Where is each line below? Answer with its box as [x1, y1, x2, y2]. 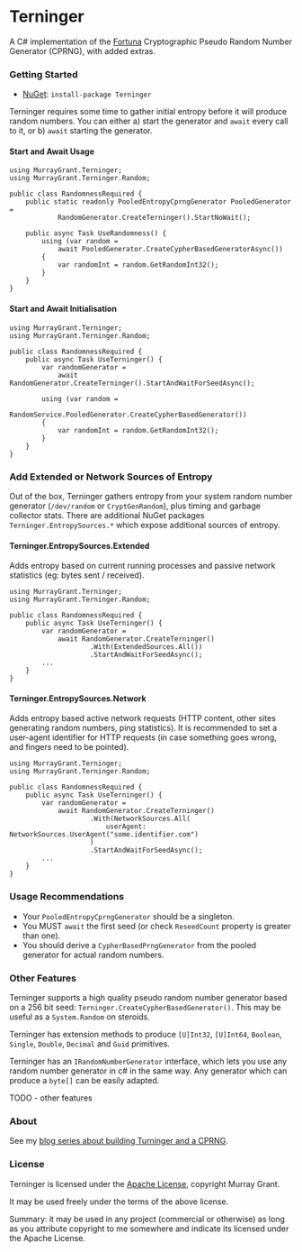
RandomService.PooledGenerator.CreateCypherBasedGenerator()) [9, 410, 247, 419]
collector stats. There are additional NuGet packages [9, 509, 205, 520]
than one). [22, 930, 61, 941]
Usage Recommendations [9, 891, 124, 903]
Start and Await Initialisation [9, 304, 117, 315]
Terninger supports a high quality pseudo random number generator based [9, 992, 288, 1002]
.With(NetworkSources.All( [89, 814, 191, 824]
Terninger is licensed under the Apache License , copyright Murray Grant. [9, 1178, 280, 1189]
